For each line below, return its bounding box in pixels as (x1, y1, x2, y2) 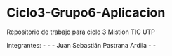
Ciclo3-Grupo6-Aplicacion (6, 5, 166, 21)
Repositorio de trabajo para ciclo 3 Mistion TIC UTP (6, 28, 156, 36)
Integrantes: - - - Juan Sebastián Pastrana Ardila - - (6, 41, 156, 49)
